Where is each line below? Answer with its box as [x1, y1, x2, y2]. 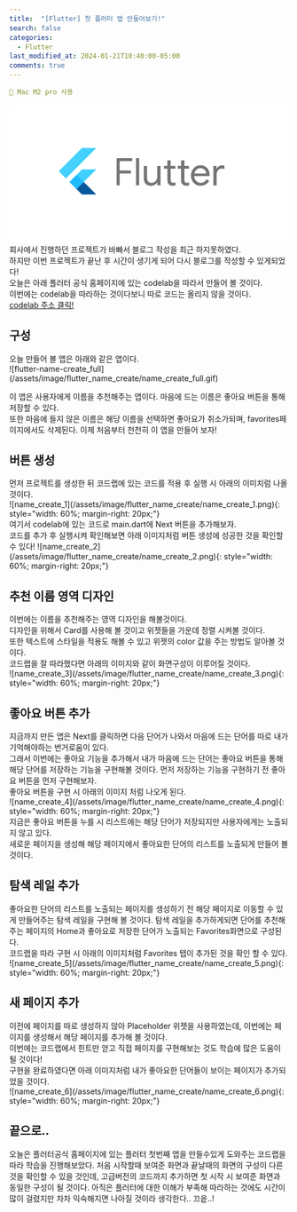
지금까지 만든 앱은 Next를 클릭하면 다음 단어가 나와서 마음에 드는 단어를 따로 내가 [9, 731, 289, 741]
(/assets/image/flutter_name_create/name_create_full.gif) [9, 373, 219, 384]
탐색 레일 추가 [9, 878, 80, 893]
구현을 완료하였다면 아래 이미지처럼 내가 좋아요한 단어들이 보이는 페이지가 [9, 1065, 263, 1075]
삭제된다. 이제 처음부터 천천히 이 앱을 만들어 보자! [47, 424, 217, 435]
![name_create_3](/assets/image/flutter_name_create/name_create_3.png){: [9, 669, 285, 679]
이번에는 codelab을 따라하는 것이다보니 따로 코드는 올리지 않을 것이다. [9, 289, 252, 299]
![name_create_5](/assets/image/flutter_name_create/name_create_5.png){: [9, 957, 285, 968]
